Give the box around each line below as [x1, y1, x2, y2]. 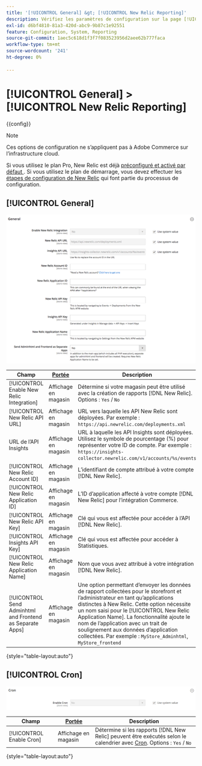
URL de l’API [8, 438, 39, 445]
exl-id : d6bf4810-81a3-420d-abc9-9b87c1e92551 [6, 22, 125, 28]
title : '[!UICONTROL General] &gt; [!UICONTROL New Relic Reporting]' [6, 10, 187, 16]
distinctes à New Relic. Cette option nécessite [78, 600, 191, 608]
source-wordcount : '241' [6, 48, 69, 54]
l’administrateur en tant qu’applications [78, 594, 174, 601]
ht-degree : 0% [6, 54, 42, 60]
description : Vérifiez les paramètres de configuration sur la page [6, 16, 182, 22]
